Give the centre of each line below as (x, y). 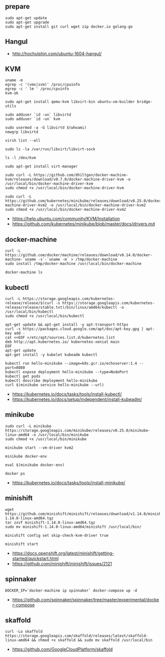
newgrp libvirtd (22, 132)
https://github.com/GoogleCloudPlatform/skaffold (62, 649)
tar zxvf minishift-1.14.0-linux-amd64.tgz (50, 523)
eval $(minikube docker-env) (35, 465)
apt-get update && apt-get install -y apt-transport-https (67, 325)
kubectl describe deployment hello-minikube (51, 381)
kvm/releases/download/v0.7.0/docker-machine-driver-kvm (65, 180)
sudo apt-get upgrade (27, 22)
